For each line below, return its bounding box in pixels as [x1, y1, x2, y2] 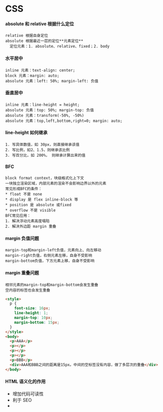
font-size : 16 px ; [14, 306, 51, 311]
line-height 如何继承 [5, 129, 48, 135]
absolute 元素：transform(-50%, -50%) [5, 113, 85, 118]
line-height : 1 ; [14, 310, 49, 316]
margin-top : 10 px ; [14, 315, 53, 321]
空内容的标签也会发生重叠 [5, 288, 50, 293]
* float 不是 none [5, 192, 42, 197]
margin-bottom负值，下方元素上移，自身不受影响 [5, 258, 95, 263]
